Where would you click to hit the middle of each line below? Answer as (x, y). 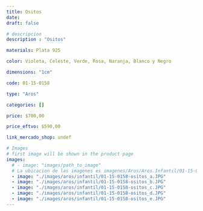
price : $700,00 (25, 116)
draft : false (23, 23)
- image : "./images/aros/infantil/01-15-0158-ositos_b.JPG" (89, 182)
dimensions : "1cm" (29, 72)
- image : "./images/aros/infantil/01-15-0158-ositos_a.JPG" (89, 176)
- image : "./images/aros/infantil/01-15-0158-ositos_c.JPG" (89, 187)
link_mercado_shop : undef (39, 137)
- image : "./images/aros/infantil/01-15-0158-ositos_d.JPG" (89, 194)
